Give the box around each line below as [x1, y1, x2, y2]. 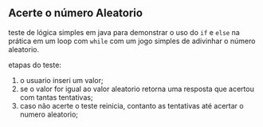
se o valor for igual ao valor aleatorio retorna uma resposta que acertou [19, 84, 255, 93]
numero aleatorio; [19, 109, 78, 119]
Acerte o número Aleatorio [8, 6, 143, 20]
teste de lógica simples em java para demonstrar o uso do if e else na [8, 27, 241, 37]
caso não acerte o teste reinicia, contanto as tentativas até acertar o [19, 101, 245, 110]
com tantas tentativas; [19, 92, 93, 102]
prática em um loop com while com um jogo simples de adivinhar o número [8, 36, 256, 46]
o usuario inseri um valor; [19, 75, 104, 85]
